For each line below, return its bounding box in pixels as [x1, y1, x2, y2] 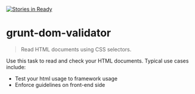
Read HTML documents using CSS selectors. [20, 46, 132, 53]
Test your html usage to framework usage [14, 74, 118, 82]
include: [6, 63, 26, 70]
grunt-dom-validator [6, 27, 112, 40]
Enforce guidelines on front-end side [14, 81, 106, 88]
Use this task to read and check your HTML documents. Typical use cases [6, 57, 189, 64]
